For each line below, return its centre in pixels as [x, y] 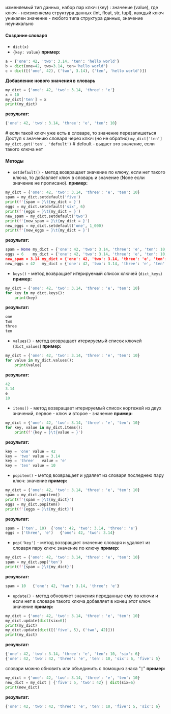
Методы [15, 161]
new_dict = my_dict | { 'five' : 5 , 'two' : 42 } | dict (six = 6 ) [70, 682]
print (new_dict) [22, 687]
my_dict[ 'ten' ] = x [26, 99]
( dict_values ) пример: [37, 346]
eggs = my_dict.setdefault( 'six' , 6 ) [45, 207]
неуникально [20, 23]
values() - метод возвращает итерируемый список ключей [77, 341]
